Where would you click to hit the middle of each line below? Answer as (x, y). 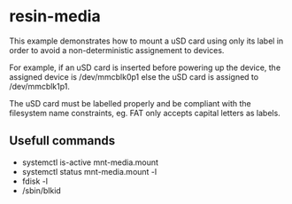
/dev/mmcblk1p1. (40, 86)
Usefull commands (62, 141)
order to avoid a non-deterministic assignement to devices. (117, 50)
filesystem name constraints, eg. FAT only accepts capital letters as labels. (145, 113)
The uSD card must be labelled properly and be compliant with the (130, 103)
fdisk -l (35, 181)
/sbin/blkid (42, 190)
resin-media (55, 16)
